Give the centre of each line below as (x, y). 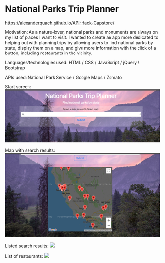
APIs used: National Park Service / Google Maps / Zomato (64, 77)
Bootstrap (15, 68)
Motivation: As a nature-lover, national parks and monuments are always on (82, 32)
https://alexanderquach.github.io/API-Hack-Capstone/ (60, 23)
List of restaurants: (24, 256)
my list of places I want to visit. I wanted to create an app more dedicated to (82, 37)
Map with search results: (30, 150)
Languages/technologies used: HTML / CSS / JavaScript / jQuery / (72, 62)
